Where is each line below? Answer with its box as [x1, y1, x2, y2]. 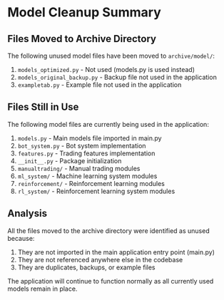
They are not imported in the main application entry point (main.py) [17, 247, 215, 257]
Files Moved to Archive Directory [7, 33, 157, 45]
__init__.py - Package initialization [17, 156, 122, 165]
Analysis [7, 207, 48, 219]
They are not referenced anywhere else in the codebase [17, 255, 183, 264]
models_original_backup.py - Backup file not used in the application [17, 73, 218, 81]
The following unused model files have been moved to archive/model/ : [7, 51, 215, 60]
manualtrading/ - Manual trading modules [17, 164, 141, 172]
